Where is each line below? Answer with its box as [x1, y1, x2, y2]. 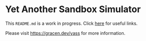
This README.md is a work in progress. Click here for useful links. [5, 20, 138, 26]
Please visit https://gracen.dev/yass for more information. [5, 30, 126, 36]
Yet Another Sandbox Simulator [5, 4, 141, 15]
